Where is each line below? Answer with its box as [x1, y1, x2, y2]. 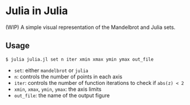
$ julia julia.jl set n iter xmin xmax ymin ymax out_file [5, 56, 154, 63]
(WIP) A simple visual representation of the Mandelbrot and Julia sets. [5, 24, 176, 31]
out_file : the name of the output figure [14, 91, 110, 99]
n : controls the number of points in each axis [14, 73, 123, 80]
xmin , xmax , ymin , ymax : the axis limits [14, 86, 101, 93]
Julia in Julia [5, 4, 68, 18]
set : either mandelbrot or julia [14, 67, 89, 74]
